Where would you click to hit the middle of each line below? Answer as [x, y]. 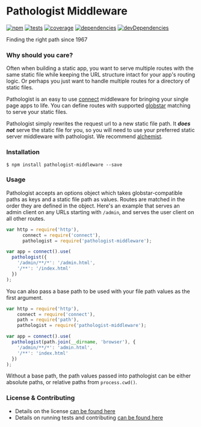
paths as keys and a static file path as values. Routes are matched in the [96, 199]
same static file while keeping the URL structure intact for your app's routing [101, 75]
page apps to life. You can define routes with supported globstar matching [98, 106]
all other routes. [26, 218]
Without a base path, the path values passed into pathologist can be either [99, 376]
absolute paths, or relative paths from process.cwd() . [72, 382]
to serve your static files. [37, 112]
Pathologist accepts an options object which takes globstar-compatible [94, 193]
